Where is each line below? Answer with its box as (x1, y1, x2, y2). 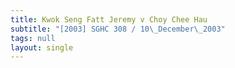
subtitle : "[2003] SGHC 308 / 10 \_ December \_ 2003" (10, 24, 226, 34)
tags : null (10, 33, 56, 43)
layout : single (10, 42, 74, 53)
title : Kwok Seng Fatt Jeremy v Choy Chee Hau (10, 14, 208, 25)
